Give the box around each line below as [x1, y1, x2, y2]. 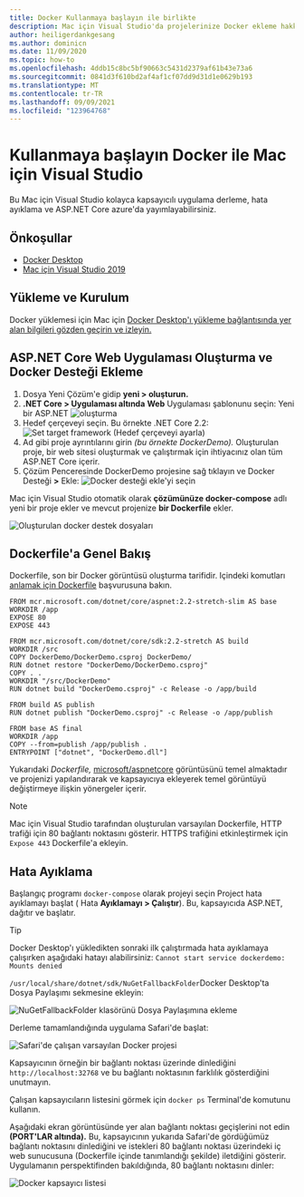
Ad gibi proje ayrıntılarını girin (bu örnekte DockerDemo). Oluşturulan [22, 436, 279, 447]
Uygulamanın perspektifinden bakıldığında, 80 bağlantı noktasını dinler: [9, 1160, 274, 1171]
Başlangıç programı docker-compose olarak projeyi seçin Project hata [9, 888, 262, 899]
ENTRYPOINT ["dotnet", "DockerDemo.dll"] [9, 748, 168, 757]
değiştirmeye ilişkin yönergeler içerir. [9, 783, 147, 794]
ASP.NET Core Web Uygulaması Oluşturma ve [9, 350, 273, 365]
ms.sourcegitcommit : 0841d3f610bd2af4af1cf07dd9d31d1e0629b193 [9, 73, 253, 82]
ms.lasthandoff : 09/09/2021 [9, 97, 116, 107]
